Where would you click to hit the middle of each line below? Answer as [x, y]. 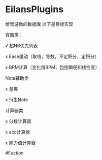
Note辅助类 [17, 78]
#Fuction [14, 153]
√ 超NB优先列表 [22, 45]
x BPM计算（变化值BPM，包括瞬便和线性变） [53, 67]
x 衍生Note [17, 100]
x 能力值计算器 [21, 143]
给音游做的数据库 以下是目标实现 [39, 24]
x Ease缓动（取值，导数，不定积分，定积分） [52, 56]
